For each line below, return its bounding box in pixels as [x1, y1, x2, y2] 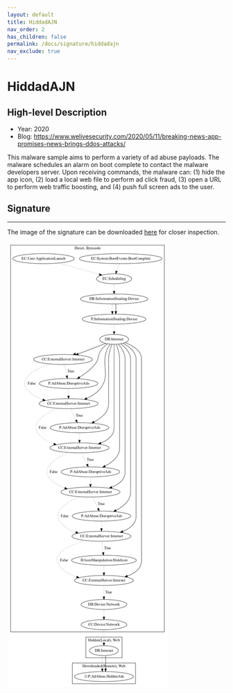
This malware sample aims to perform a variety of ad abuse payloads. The [7, 153, 220, 161]
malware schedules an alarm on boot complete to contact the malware [7, 161, 209, 168]
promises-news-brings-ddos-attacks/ [17, 140, 126, 148]
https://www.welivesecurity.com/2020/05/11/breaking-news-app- [33, 132, 222, 141]
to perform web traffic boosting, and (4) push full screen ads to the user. [7, 183, 215, 191]
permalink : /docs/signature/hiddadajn [7, 40, 119, 48]
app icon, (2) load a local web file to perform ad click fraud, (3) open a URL [7, 175, 222, 184]
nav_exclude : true [7, 48, 60, 55]
